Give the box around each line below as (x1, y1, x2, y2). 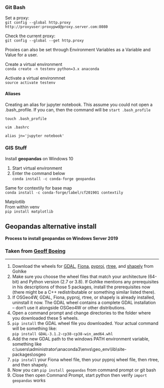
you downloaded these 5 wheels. (12, 315, 79, 321)
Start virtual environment (12, 165, 62, 171)
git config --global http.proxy (5, 20, 71, 25)
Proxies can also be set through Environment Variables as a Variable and (5, 47, 151, 53)
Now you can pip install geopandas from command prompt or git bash (12, 367, 156, 373)
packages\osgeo (12, 351, 46, 357)
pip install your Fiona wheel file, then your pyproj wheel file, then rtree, (12, 356, 159, 363)
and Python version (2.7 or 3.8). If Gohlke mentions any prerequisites (20, 279, 159, 284)
